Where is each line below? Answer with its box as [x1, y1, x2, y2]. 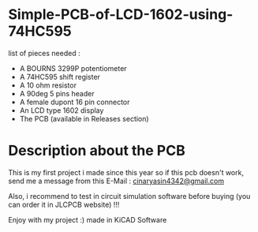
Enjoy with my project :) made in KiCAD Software [8, 215, 167, 224]
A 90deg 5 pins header [19, 88, 95, 98]
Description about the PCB [8, 142, 185, 159]
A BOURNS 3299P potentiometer [19, 63, 128, 73]
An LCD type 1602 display [19, 105, 104, 115]
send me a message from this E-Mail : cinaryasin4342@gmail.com [8, 176, 225, 185]
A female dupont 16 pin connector [19, 97, 130, 107]
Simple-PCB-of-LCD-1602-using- [8, 6, 234, 24]
